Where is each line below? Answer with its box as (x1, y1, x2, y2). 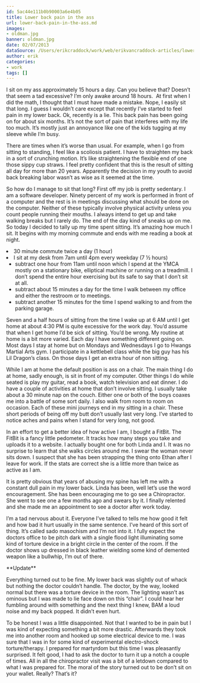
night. (6, 236, 21, 244)
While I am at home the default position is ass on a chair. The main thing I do (6, 366, 193, 373)
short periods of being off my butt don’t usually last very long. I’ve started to (6, 410, 193, 418)
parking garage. (14, 305, 55, 312)
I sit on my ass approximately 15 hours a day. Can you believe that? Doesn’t (6, 86, 190, 93)
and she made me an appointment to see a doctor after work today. (6, 503, 171, 510)
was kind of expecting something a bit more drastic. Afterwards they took (6, 626, 186, 633)
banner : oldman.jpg (6, 36, 55, 42)
